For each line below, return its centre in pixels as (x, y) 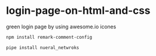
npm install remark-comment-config (49, 37)
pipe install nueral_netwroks (43, 47)
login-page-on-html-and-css (78, 11)
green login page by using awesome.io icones (61, 27)
